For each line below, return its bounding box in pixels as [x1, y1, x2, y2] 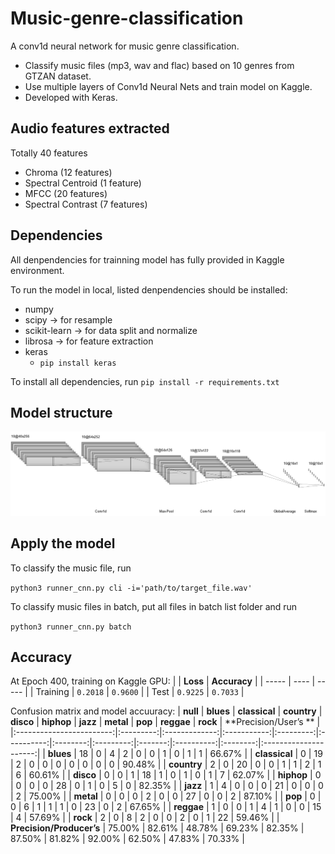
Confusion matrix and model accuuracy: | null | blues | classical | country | [10, 705, 323, 717]
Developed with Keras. [24, 91, 118, 103]
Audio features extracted [10, 120, 170, 137]
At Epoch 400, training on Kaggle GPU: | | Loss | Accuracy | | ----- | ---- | [10, 675, 316, 687]
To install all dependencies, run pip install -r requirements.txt [10, 375, 280, 387]
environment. [10, 264, 65, 276]
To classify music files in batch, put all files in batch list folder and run [10, 600, 298, 612]
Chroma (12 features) [24, 166, 113, 178]
